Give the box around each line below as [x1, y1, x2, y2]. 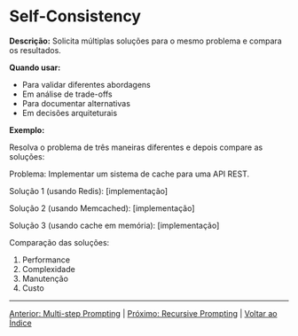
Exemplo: [9, 124, 45, 135]
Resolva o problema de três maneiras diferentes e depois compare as [9, 142, 263, 152]
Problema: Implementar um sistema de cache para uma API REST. [9, 168, 250, 179]
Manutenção [21, 273, 69, 284]
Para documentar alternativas [21, 98, 131, 108]
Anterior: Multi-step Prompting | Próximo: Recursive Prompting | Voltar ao [9, 308, 278, 318]
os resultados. [9, 44, 62, 55]
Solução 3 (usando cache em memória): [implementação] [9, 220, 220, 231]
